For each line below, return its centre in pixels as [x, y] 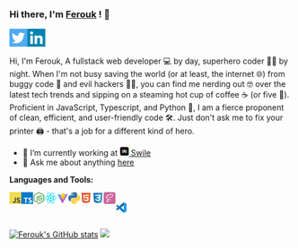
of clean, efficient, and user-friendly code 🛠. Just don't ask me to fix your [146, 118]
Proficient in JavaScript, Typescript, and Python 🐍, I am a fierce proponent [147, 107]
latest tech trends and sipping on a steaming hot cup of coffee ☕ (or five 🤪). [149, 95]
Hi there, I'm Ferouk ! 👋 [60, 14]
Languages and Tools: [52, 180]
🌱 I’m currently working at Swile [86, 153]
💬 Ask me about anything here [78, 162]
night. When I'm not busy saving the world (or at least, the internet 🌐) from [147, 74]
